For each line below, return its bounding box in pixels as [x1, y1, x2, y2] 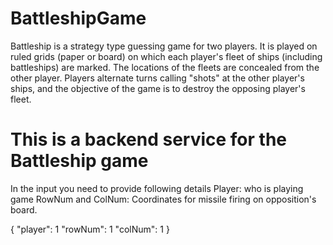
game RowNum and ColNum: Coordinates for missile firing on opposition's [10, 193, 317, 205]
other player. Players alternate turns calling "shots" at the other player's [10, 72, 305, 84]
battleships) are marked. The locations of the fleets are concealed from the [10, 61, 320, 73]
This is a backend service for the [10, 128, 288, 151]
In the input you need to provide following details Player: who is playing [10, 182, 304, 194]
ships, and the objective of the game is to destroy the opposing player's [10, 82, 306, 94]
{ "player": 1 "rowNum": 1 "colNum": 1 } [10, 223, 170, 235]
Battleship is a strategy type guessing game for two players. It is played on [10, 40, 318, 52]
